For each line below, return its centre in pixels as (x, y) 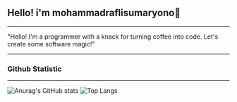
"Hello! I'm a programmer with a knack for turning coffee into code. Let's (113, 37)
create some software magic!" (51, 44)
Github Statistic (35, 69)
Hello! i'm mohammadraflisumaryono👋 (94, 13)
